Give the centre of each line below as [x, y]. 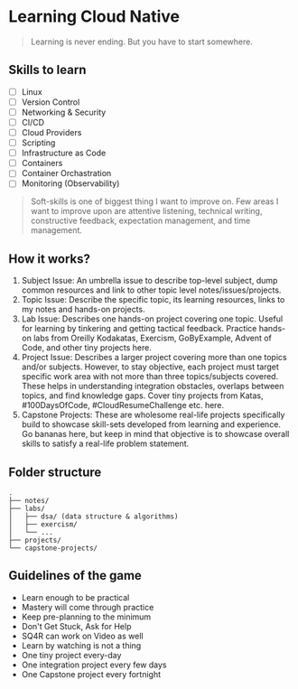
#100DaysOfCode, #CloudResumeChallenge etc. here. [123, 405]
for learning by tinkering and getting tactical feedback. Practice [139, 329]
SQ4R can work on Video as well [82, 636]
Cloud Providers [51, 132]
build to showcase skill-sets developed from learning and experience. [151, 424]
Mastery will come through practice [88, 607]
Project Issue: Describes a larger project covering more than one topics [154, 358]
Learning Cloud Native [94, 17]
